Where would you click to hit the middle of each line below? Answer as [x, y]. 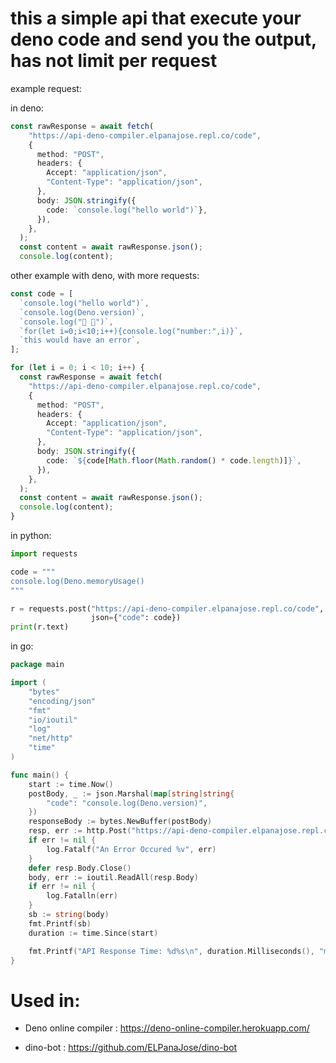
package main [37, 665]
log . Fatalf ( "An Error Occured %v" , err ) [131, 849]
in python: [31, 536]
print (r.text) [40, 627]
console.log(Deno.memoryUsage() [77, 581]
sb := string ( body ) [69, 915]
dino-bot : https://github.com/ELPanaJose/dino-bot [131, 1048]
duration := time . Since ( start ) [93, 933]
